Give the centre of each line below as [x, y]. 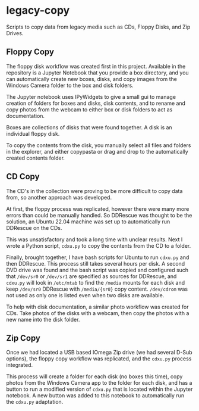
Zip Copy [23, 338]
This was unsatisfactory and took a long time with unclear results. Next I [94, 239]
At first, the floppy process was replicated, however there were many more [98, 208]
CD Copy [23, 177]
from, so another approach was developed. [59, 197]
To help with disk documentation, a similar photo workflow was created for [97, 307]
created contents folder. [36, 158]
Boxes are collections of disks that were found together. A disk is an [89, 127]
